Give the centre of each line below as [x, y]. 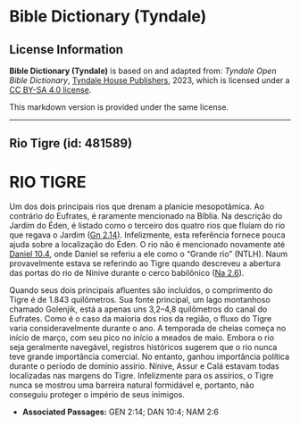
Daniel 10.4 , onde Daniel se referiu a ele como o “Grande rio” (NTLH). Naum [149, 254]
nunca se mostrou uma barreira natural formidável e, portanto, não [132, 385]
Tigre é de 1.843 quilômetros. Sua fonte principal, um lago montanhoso [140, 300]
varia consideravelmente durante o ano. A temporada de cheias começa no [148, 329]
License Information [66, 50]
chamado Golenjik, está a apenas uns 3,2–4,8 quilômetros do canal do [138, 309]
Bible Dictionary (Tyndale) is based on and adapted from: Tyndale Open [143, 71]
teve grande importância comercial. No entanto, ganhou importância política [150, 357]
